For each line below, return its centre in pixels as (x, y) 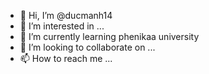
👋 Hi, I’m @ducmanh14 (66, 15)
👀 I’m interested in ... (62, 26)
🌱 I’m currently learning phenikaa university (109, 36)
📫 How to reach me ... (66, 58)
